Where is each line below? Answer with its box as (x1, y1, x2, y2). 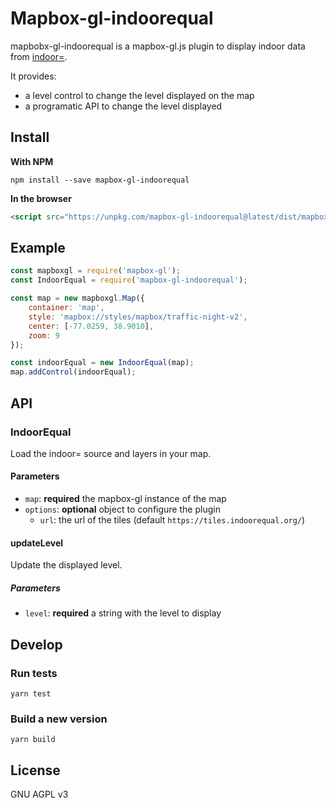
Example (10, 240, 66, 257)
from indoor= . (10, 50, 68, 62)
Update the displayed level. (10, 559, 123, 571)
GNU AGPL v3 (10, 788, 69, 801)
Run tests (10, 666, 58, 680)
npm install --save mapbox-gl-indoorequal (10, 175, 190, 185)
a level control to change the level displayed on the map (24, 89, 255, 101)
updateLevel (10, 537, 64, 549)
